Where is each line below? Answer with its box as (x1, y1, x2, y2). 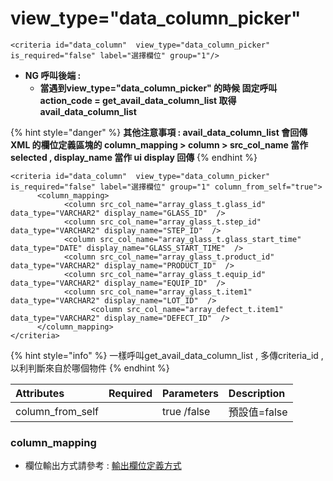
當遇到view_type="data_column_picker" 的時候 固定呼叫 (39, 82, 278, 94)
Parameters (161, 386, 219, 400)
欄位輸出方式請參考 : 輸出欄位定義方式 (24, 460, 182, 472)
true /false (161, 404, 211, 418)
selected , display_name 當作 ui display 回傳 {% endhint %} (10, 151, 258, 163)
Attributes (15, 386, 65, 400)
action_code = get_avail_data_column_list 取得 (39, 94, 237, 106)
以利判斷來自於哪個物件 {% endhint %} (10, 362, 170, 374)
